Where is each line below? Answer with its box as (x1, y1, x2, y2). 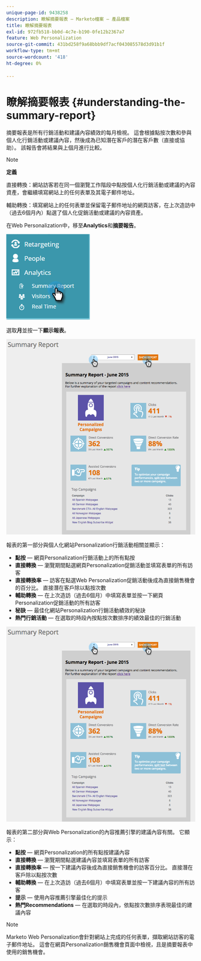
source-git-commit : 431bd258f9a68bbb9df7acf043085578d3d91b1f (6, 41, 165, 48)
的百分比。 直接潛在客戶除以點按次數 (14, 584, 106, 591)
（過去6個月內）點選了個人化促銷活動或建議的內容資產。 (6, 209, 146, 216)
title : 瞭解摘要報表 (6, 22, 52, 28)
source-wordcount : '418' (6, 54, 68, 60)
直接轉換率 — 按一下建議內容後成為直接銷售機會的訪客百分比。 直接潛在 (14, 864, 193, 871)
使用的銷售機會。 (6, 948, 49, 956)
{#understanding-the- (71, 95, 186, 109)
